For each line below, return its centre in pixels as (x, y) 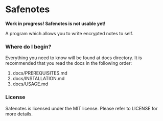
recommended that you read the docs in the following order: (68, 63)
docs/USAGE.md (30, 84)
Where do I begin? (28, 46)
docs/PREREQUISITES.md (40, 73)
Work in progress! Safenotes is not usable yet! (55, 23)
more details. (19, 114)
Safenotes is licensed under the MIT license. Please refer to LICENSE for (81, 108)
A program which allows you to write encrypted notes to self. (69, 33)
